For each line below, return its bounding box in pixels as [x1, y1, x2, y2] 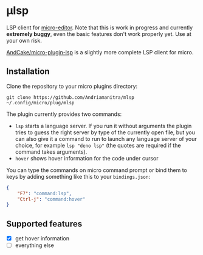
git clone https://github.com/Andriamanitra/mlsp [6, 94, 135, 101]
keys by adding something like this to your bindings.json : [6, 173, 151, 180]
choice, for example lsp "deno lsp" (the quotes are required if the [15, 142, 181, 149]
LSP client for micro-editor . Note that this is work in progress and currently [6, 24, 193, 31]
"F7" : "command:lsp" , [17, 190, 72, 196]
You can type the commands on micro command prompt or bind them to [6, 166, 187, 174]
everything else [15, 242, 55, 249]
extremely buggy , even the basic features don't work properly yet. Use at [6, 30, 191, 37]
